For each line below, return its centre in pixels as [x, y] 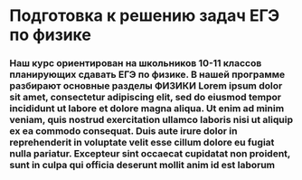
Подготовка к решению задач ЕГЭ [145, 16]
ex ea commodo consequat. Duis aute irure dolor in [123, 131]
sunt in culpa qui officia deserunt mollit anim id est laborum [142, 166]
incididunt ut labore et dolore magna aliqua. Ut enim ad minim [147, 109]
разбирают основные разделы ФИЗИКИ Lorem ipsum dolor [146, 86]
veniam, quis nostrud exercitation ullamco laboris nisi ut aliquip [151, 120]
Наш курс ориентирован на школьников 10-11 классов [136, 63]
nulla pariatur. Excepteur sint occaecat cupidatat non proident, [150, 154]
